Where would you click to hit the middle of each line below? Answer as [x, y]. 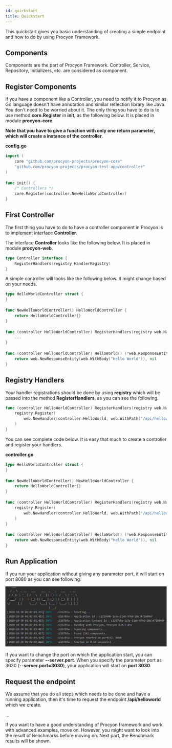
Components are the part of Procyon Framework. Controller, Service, [78, 65]
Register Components [41, 87]
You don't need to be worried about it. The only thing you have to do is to [82, 110]
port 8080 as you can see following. [43, 579]
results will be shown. [28, 741]
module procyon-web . [29, 248]
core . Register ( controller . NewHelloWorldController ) [71, 194]
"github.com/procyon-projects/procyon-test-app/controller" [80, 167]
